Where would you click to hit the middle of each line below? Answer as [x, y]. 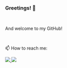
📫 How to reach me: [26, 48]
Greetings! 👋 [21, 8]
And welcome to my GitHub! [34, 28]
